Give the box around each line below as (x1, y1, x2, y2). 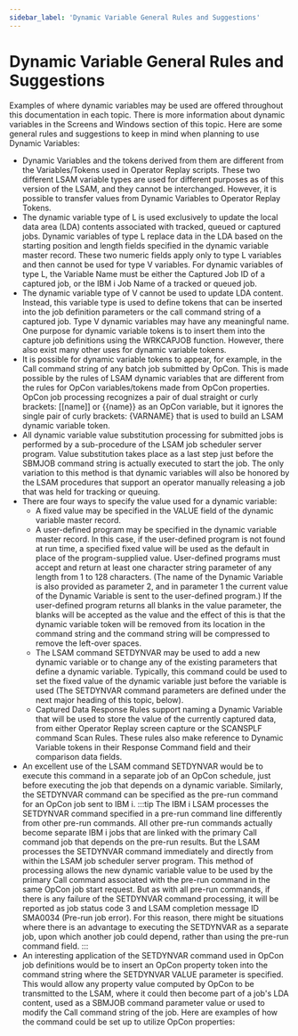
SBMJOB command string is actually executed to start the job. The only (21, 458, 285, 469)
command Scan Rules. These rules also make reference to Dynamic (35, 732, 284, 743)
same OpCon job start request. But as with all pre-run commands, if (21, 884, 270, 894)
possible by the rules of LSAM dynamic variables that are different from (21, 372, 285, 383)
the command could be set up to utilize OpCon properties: (21, 1016, 236, 1027)
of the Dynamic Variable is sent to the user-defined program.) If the (35, 590, 283, 601)
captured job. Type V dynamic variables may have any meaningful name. (21, 315, 289, 326)
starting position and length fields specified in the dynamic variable (21, 240, 270, 250)
